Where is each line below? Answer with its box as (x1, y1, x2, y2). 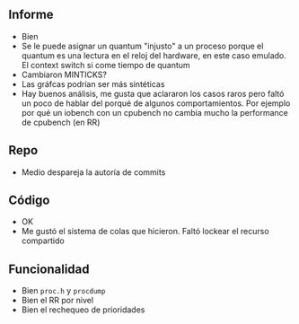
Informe (8, 7, 55, 22)
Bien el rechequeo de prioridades (21, 304, 145, 315)
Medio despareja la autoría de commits (21, 166, 166, 178)
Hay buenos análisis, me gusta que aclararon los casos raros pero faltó (21, 88, 285, 99)
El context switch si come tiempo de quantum (21, 59, 190, 70)
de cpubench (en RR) (21, 117, 101, 127)
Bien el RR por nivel (21, 295, 94, 306)
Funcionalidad (8, 261, 91, 276)
